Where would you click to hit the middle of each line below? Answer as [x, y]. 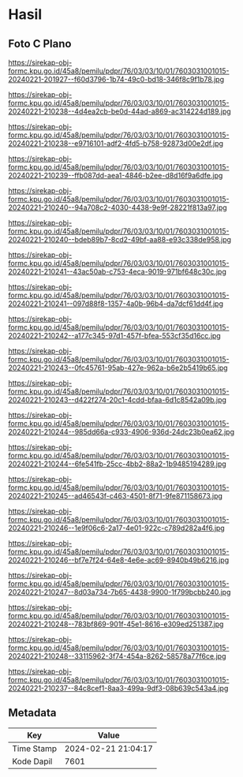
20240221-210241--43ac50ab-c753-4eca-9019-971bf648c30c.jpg [117, 271]
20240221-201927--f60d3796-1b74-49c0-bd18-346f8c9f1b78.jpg [116, 79]
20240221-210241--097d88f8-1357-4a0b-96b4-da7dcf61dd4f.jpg [116, 304]
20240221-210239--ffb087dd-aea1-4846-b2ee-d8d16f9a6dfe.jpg [116, 176]
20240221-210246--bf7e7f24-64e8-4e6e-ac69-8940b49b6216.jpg [119, 560]
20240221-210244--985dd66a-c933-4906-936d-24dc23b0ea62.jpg [121, 432]
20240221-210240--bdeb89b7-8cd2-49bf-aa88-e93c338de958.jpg [120, 239]
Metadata [32, 713]
